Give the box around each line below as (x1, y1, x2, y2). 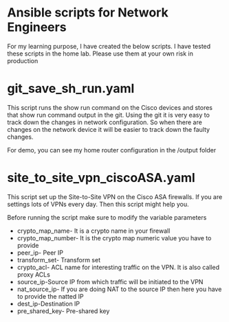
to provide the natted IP (17, 292, 84, 300)
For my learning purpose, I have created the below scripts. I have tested (7, 42, 211, 50)
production (7, 56, 39, 65)
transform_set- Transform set (17, 255, 101, 264)
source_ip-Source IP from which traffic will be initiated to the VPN (17, 277, 204, 286)
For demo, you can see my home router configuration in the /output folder (7, 146, 217, 154)
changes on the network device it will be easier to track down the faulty (7, 125, 210, 133)
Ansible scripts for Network (7, 5, 168, 21)
